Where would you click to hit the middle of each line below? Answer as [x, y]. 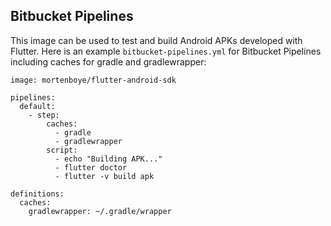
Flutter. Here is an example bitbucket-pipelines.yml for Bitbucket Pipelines [166, 51]
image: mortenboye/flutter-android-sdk [93, 80]
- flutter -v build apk [104, 176]
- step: [44, 115]
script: [62, 150]
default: [37, 106]
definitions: [37, 194]
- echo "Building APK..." [108, 159]
